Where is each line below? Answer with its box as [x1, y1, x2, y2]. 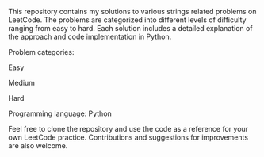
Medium [8, 78, 36, 87]
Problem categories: [8, 48, 75, 56]
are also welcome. [8, 141, 68, 150]
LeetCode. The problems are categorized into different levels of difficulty [8, 15, 247, 25]
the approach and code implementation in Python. [8, 32, 172, 41]
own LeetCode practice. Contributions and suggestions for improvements [8, 132, 248, 142]
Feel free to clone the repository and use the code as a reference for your [8, 124, 248, 133]
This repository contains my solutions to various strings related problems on [8, 7, 257, 16]
